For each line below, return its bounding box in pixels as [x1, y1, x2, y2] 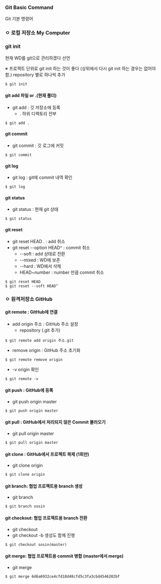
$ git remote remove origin [5, 357, 63, 362]
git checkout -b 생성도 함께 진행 [12, 532, 75, 538]
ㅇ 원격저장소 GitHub [5, 296, 53, 303]
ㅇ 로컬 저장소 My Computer [5, 29, 70, 36]
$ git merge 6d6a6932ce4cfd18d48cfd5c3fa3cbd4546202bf [5, 574, 120, 579]
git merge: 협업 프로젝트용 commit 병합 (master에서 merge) [5, 553, 124, 559]
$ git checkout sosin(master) [5, 542, 67, 547]
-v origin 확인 [12, 366, 39, 372]
